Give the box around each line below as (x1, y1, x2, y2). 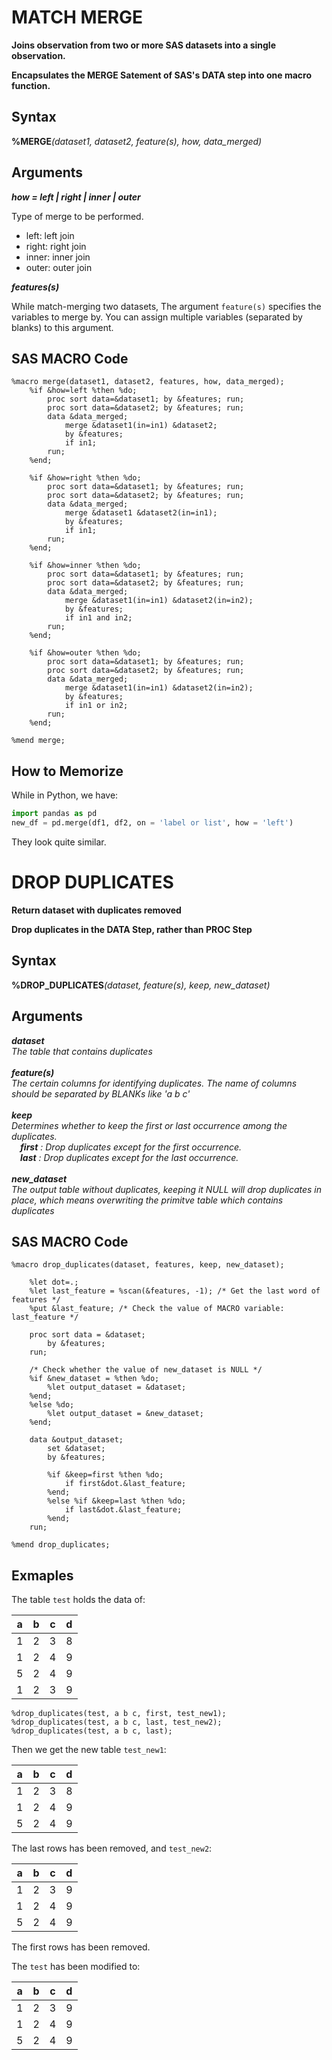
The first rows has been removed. (11, 1941, 151, 1953)
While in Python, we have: (11, 789, 119, 801)
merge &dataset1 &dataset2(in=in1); (64, 508, 218, 518)
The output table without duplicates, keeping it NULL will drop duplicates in (11, 1183, 323, 1195)
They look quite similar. (11, 836, 107, 848)
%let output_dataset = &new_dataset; (47, 1409, 204, 1419)
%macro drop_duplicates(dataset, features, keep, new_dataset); (11, 1260, 285, 1270)
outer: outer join (25, 261, 93, 273)
